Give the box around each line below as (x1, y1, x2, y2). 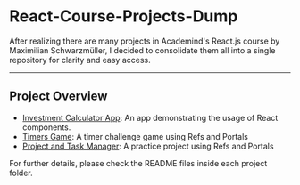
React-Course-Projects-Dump (9, 6, 238, 27)
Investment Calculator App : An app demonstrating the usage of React (21, 112, 279, 123)
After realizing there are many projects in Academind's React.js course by (9, 36, 280, 46)
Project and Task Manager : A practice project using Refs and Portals (21, 141, 274, 151)
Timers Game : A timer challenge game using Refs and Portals (21, 131, 248, 141)
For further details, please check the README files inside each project (9, 157, 268, 168)
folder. (9, 167, 33, 178)
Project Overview (9, 89, 108, 104)
